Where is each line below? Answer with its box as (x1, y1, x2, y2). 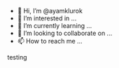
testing (7, 53, 27, 61)
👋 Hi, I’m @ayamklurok (17, 7, 83, 15)
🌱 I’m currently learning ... (17, 22, 92, 29)
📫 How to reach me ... (17, 37, 83, 45)
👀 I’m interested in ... (17, 14, 77, 22)
